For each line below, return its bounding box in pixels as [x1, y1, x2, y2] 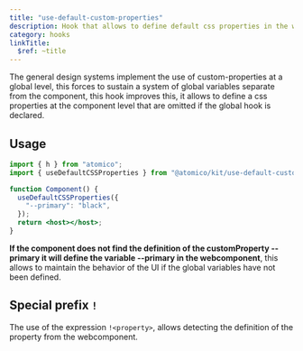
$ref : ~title [17, 47, 67, 56]
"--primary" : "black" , [25, 201, 111, 210]
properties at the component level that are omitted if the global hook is [9, 100, 271, 111]
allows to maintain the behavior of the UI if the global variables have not [9, 262, 276, 272]
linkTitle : [9, 38, 50, 48]
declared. [9, 110, 45, 121]
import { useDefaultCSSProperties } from [9, 168, 168, 177]
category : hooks [9, 30, 70, 39]
